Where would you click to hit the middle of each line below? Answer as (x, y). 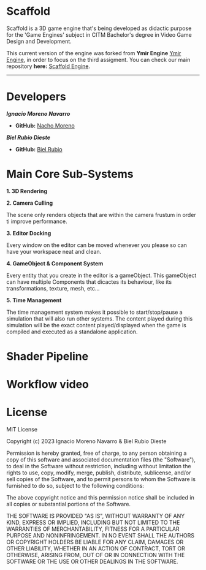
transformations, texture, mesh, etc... (53, 288)
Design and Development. (39, 41)
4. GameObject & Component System (55, 263)
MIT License (22, 430)
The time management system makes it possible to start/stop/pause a (94, 312)
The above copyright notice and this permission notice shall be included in (100, 498)
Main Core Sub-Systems (70, 174)
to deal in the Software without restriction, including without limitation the (99, 466)
